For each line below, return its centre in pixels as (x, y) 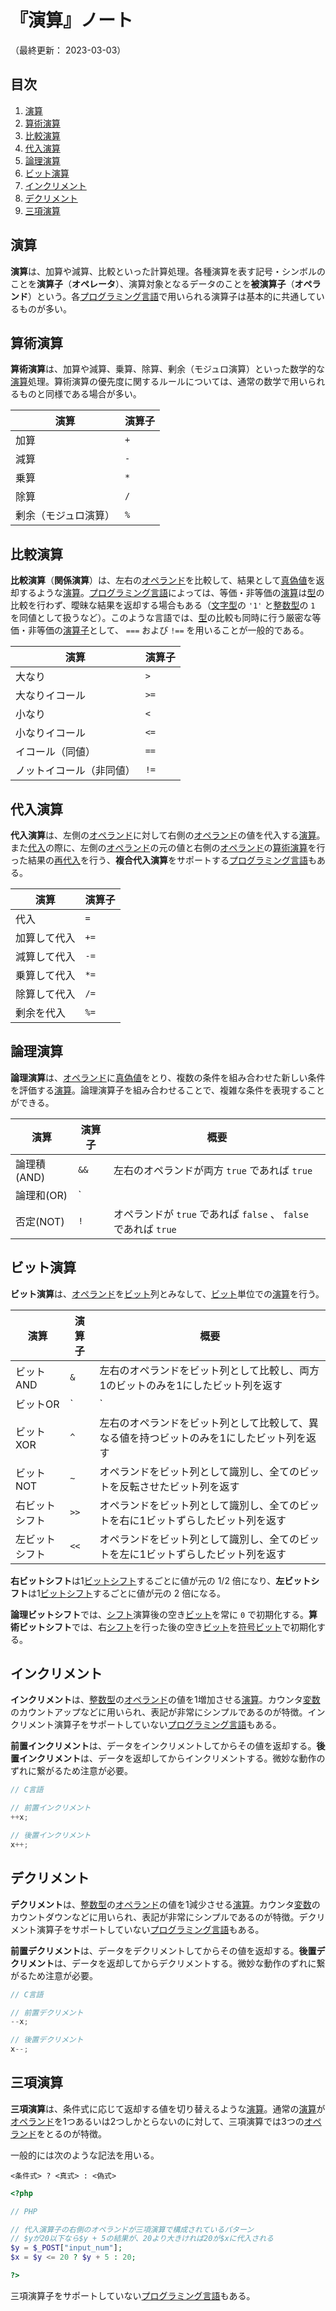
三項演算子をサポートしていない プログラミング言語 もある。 (133, 2295)
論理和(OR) (41, 1195)
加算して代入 (45, 938)
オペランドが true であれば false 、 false (211, 1214)
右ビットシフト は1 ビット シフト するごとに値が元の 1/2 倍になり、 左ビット (161, 1580)
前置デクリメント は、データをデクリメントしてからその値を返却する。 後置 (163, 1950)
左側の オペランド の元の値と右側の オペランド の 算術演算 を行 (202, 847)
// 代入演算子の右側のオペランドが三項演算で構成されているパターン (132, 2229)
